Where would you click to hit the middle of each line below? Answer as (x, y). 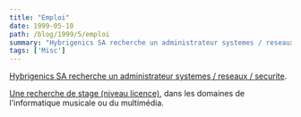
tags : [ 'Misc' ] (38, 51)
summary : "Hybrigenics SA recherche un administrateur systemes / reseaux (152, 42)
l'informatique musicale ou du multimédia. (86, 103)
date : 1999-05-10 (42, 26)
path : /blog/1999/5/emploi (60, 34)
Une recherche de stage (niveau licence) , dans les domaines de (127, 94)
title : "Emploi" (39, 17)
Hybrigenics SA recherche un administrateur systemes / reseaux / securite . (148, 76)
